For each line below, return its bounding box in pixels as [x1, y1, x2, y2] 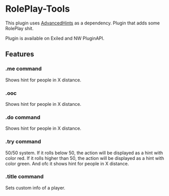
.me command [5, 65, 42, 72]
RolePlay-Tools [5, 3, 70, 15]
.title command [5, 173, 44, 180]
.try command [5, 138, 41, 145]
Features [5, 50, 34, 59]
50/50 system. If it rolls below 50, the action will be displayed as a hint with [5, 150, 163, 156]
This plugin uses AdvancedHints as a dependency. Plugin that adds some [5, 20, 160, 26]
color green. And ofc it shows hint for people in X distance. [5, 160, 129, 166]
